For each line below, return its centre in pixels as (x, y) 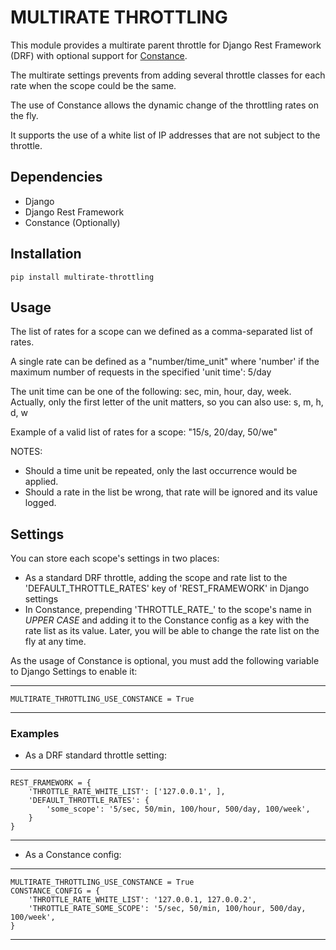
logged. (40, 503)
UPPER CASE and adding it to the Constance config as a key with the (167, 620)
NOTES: (26, 452)
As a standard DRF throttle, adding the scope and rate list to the (156, 578)
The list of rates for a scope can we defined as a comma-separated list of (161, 332)
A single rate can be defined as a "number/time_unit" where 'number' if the (165, 362)
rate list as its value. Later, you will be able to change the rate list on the (172, 631)
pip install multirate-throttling (82, 277)
